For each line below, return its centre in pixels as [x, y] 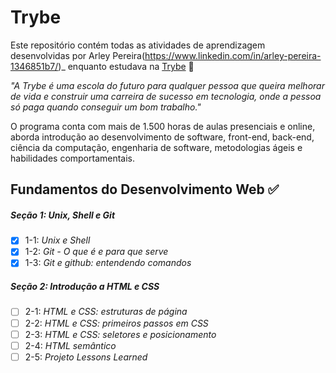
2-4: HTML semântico [70, 345]
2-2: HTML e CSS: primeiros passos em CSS [116, 323]
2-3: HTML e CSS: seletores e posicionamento [120, 334]
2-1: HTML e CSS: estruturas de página [106, 312]
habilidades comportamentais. [73, 158]
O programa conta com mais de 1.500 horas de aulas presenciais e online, [163, 126]
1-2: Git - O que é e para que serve [96, 252]
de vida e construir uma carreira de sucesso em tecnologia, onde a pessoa [166, 96]
